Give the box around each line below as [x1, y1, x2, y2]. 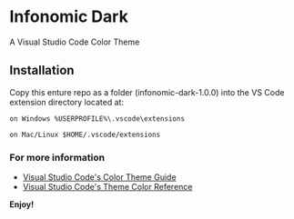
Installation [9, 63, 75, 78]
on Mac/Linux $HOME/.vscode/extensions [9, 130, 161, 139]
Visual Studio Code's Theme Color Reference [22, 182, 193, 193]
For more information [9, 151, 106, 164]
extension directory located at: [9, 96, 125, 107]
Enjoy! [9, 199, 35, 210]
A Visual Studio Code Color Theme [9, 36, 140, 47]
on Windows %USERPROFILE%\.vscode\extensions [9, 114, 185, 124]
